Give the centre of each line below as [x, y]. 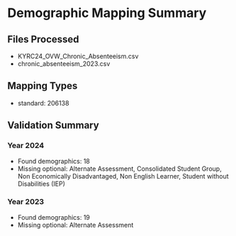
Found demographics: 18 [54, 161]
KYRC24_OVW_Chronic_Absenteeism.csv [78, 56]
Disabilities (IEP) [41, 184]
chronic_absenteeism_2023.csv [64, 64]
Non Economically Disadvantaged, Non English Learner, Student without [123, 176]
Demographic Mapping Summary [107, 13]
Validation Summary [53, 125]
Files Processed [43, 39]
